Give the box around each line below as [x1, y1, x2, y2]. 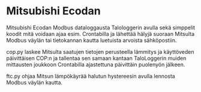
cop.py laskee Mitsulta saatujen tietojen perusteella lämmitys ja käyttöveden [6, 48, 194, 55]
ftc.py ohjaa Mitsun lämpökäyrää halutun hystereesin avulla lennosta [6, 72, 175, 79]
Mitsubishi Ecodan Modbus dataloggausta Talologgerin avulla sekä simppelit [6, 24, 196, 31]
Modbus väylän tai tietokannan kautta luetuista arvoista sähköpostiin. [6, 36, 177, 44]
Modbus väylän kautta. [6, 79, 63, 86]
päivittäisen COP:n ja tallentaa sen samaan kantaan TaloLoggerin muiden [6, 54, 187, 62]
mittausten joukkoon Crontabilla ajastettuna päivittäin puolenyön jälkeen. [6, 61, 185, 68]
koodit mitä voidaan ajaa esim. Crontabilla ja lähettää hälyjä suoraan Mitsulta [6, 30, 195, 37]
